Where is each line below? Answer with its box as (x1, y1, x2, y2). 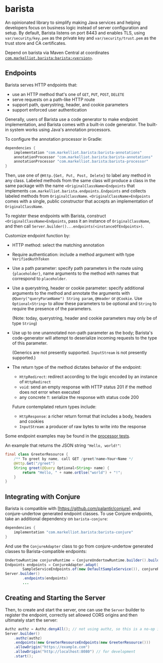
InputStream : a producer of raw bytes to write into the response (19, 424, 147, 430)
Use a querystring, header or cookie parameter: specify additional (12, 285, 145, 291)
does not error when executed (19, 389, 80, 395)
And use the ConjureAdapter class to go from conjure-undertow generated (5, 543, 154, 549)
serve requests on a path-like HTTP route (12, 96, 96, 102)
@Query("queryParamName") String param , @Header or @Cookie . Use (12, 296, 143, 302)
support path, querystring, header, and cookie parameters (12, 101, 129, 108)
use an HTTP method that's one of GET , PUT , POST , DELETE (12, 91, 125, 97)
